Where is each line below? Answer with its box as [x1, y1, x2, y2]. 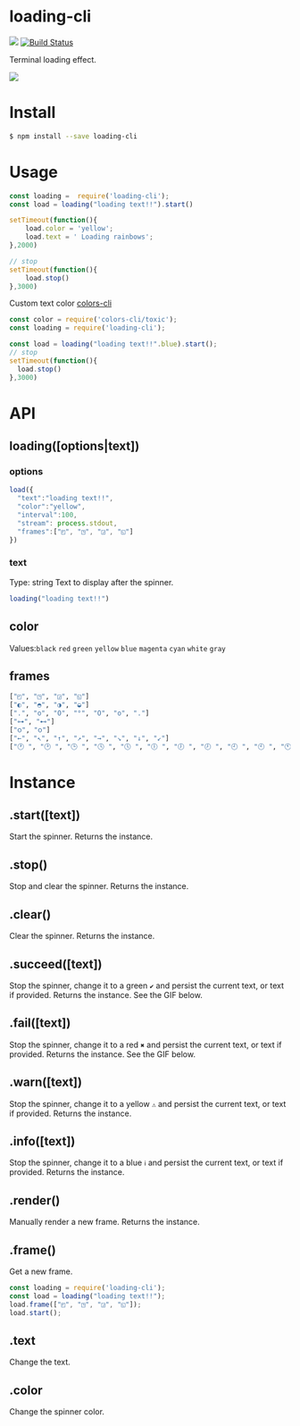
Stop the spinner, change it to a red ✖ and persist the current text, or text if [9, 1039, 282, 1050]
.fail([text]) [9, 1016, 71, 1031]
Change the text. [9, 1356, 71, 1368]
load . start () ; [9, 1308, 62, 1317]
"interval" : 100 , [17, 511, 78, 520]
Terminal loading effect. [9, 54, 96, 64]
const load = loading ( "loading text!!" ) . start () [9, 199, 194, 209]
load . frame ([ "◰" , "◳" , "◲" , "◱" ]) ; [9, 1300, 142, 1309]
